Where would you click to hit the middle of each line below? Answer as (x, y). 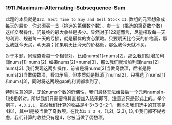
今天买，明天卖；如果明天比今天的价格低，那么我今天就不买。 (84, 45)
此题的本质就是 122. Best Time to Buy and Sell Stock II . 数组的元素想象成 (85, 19)
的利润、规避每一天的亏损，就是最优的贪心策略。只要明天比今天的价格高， (84, 39)
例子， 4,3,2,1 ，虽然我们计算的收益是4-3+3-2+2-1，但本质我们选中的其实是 (85, 105)
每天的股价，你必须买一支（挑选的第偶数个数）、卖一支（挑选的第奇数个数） (85, 26)
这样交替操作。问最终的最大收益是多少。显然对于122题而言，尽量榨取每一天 (85, 32)
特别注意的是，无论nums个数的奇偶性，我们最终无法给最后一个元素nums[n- (85, 92)
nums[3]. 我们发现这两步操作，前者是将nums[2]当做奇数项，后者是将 (78, 68)
